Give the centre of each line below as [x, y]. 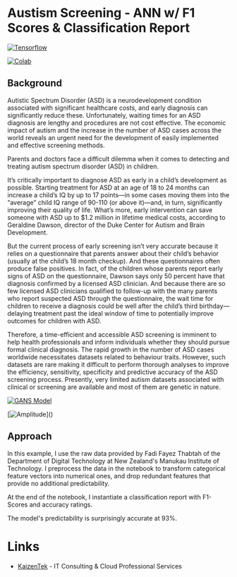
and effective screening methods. [56, 145]
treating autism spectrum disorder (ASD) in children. [83, 166]
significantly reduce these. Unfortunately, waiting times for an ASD [104, 115]
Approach [30, 436]
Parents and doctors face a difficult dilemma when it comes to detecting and [118, 159]
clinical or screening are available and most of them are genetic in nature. [114, 387]
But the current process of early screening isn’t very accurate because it [113, 246]
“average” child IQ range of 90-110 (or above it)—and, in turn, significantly [115, 202]
